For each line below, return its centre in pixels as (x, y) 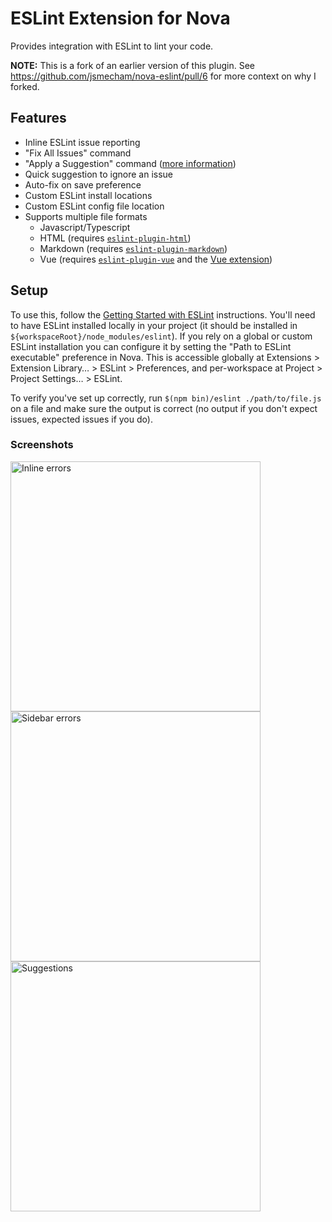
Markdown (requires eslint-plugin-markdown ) (133, 248)
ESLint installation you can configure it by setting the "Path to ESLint (151, 346)
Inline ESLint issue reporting (82, 142)
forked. (25, 86)
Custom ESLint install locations (88, 195)
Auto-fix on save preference (83, 184)
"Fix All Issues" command (78, 153)
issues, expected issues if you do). (81, 419)
